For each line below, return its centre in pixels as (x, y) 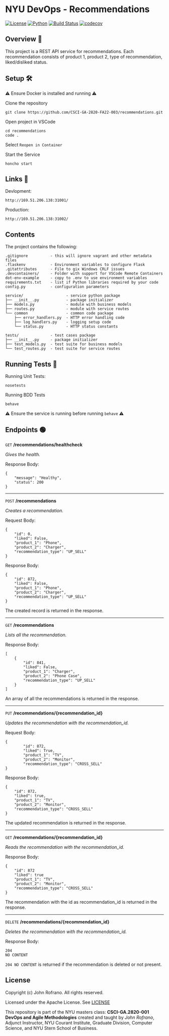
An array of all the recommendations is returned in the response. (72, 698)
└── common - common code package (59, 313)
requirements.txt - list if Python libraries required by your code (82, 283)
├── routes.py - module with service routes (67, 309)
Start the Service (23, 154)
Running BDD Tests (25, 395)
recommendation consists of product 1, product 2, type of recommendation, (84, 57)
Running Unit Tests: (25, 376)
